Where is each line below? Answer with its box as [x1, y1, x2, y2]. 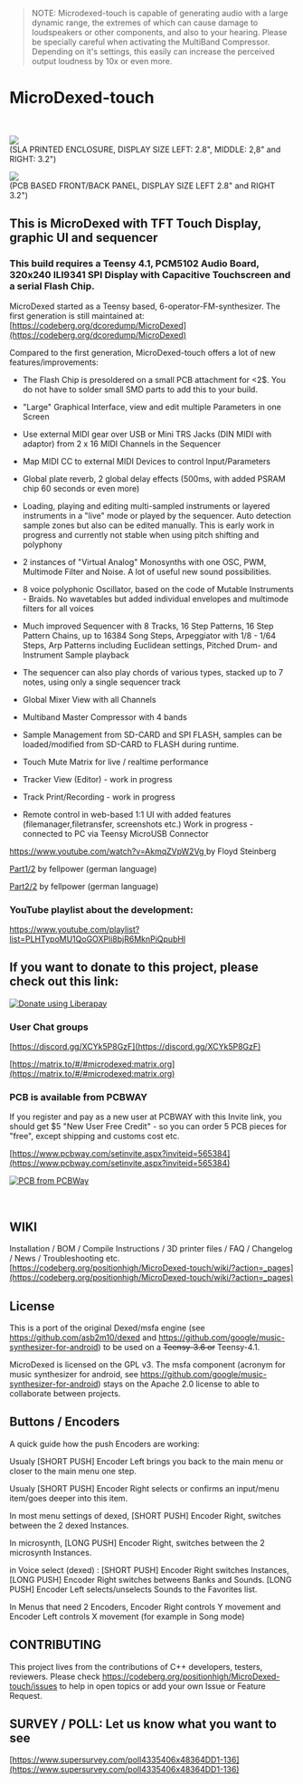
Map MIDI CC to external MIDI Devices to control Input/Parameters [22, 456, 271, 466]
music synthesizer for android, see [9, 1368, 138, 1379]
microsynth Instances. [9, 1547, 92, 1558]
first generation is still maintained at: [9, 310, 145, 321]
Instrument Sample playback [22, 649, 129, 660]
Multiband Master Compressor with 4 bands [22, 711, 187, 723]
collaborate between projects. [9, 1387, 121, 1398]
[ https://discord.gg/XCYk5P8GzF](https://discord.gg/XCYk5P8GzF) [9, 1041, 261, 1052]
